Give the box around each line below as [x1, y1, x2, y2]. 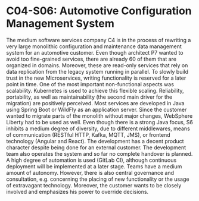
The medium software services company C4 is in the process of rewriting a [6, 36, 191, 43]
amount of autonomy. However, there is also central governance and [6, 169, 175, 176]
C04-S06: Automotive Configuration [6, 4, 192, 18]
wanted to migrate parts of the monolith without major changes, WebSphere [6, 112, 193, 120]
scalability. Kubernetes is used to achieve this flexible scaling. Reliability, [6, 87, 184, 94]
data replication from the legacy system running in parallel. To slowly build [6, 68, 189, 75]
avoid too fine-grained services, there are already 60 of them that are [6, 55, 177, 62]
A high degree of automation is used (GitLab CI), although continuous [6, 156, 177, 164]
